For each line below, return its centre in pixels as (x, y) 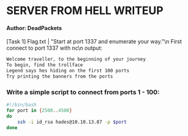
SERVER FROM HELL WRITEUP (85, 11)
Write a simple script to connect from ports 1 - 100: (83, 92)
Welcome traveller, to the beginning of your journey (76, 59)
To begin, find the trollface (45, 65)
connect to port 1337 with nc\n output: (54, 48)
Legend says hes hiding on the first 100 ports (68, 71)
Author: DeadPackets (34, 28)
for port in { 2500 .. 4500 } (39, 111)
